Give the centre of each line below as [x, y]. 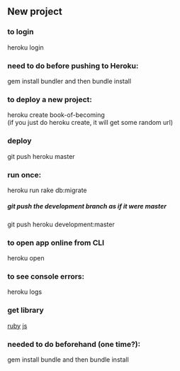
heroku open [26, 258]
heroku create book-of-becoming [56, 115]
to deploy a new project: [50, 99]
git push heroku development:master [61, 224]
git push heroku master [41, 156]
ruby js [17, 326]
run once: [24, 175]
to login [21, 32]
